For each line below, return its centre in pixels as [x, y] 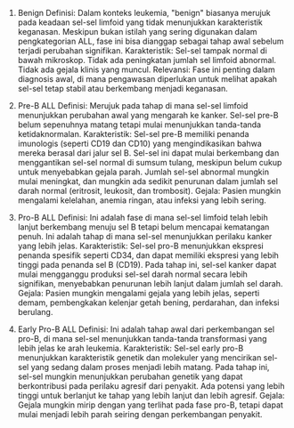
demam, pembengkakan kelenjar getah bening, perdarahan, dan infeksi [148, 303]
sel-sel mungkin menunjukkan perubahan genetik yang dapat [130, 376]
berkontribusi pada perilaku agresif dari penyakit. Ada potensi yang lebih [151, 386]
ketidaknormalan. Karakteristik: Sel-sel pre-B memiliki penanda [133, 134]
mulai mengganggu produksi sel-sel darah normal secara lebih [132, 274]
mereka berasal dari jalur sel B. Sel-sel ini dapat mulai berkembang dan [148, 153]
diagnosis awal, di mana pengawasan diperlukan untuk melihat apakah [147, 79]
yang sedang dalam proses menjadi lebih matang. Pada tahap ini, [150, 367]
